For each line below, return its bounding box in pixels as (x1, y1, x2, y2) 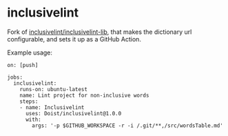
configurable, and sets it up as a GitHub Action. (7, 35, 141, 43)
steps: (19, 98, 39, 105)
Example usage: (7, 48, 53, 57)
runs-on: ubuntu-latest (19, 86, 88, 93)
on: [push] (7, 61, 39, 68)
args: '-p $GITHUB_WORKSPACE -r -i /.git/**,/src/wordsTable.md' (32, 122, 224, 129)
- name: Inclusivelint (19, 104, 85, 111)
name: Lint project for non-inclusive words (19, 92, 149, 99)
